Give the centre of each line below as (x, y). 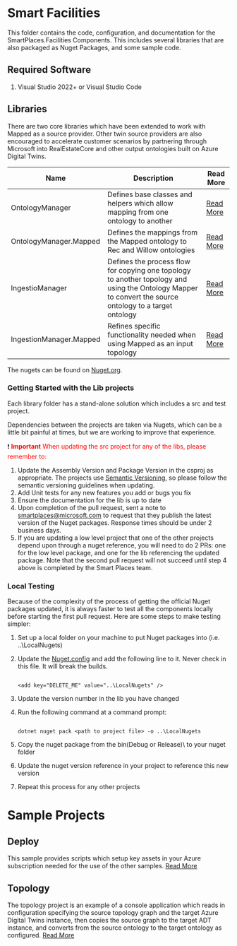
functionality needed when (151, 335)
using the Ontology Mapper (152, 288)
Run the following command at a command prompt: (92, 712)
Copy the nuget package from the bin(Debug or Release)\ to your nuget (121, 745)
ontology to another (140, 220)
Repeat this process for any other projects (79, 787)
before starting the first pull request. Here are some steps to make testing (114, 617)
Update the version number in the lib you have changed (98, 699)
